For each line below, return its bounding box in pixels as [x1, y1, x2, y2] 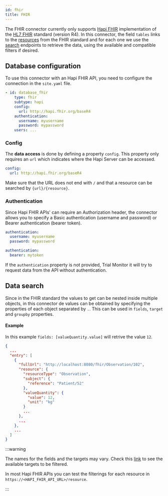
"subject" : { [23, 376, 51, 381]
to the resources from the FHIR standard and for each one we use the [5, 36, 149, 43]
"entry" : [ [10, 353, 33, 358]
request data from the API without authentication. [5, 267, 107, 273]
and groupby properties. [5, 311, 54, 317]
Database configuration [5, 61, 81, 70]
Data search [5, 282, 44, 290]
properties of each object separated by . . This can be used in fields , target [5, 305, 163, 312]
